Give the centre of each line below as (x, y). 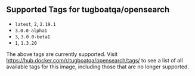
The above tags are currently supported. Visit (62, 54)
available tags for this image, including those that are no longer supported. (98, 67)
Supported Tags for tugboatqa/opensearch (88, 10)
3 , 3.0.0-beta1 (32, 36)
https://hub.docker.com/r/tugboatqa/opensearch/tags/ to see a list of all (95, 60)
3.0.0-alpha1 (31, 31)
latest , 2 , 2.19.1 (35, 24)
